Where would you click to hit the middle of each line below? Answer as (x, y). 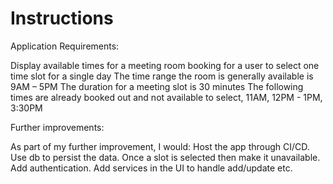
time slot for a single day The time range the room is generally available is (162, 76)
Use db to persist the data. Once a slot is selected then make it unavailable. (165, 157)
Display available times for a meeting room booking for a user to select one (165, 65)
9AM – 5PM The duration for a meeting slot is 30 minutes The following (157, 86)
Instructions (62, 18)
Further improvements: (57, 127)
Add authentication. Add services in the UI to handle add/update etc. (151, 168)
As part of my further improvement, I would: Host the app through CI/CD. (160, 146)
